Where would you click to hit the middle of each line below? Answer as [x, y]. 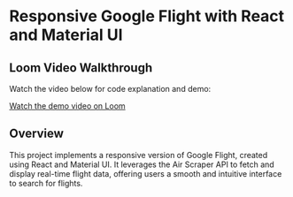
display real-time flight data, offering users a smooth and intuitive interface [146, 173]
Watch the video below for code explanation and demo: [110, 89]
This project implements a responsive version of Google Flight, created [139, 155]
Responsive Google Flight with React [147, 16]
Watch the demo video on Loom [67, 106]
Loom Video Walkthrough [81, 68]
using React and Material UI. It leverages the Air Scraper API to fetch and [142, 164]
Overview [37, 134]
